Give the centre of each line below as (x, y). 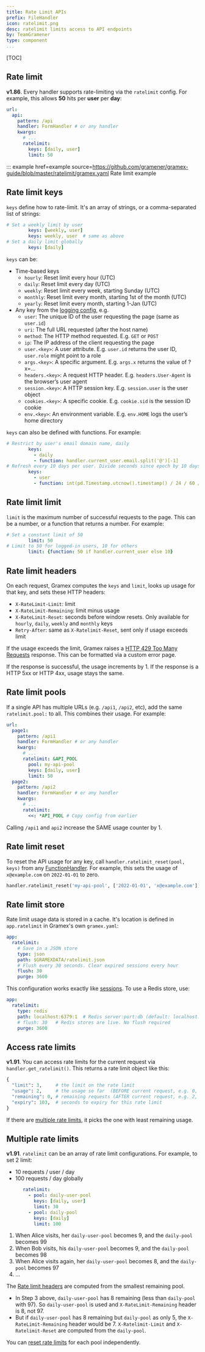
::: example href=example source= (49, 166)
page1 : (20, 730)
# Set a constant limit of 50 (45, 535)
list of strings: (23, 213)
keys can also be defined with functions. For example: (74, 432)
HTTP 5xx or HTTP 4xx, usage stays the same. (65, 673)
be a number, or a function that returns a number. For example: (85, 523)
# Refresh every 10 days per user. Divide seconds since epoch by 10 (97, 466)
